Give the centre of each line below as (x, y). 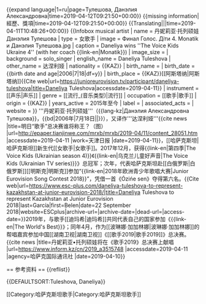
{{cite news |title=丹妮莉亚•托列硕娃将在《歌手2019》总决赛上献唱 (90, 242)
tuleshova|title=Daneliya (37, 88)
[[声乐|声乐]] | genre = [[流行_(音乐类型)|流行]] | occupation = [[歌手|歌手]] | (101, 95)
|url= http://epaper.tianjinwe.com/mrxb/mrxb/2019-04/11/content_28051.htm (102, 133)
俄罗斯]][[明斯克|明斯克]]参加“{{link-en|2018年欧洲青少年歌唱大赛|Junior (97, 171)
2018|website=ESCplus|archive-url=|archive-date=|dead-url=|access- (96, 212)
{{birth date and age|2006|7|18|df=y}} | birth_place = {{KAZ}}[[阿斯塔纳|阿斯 (103, 73)
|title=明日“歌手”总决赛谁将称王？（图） (56, 126)
